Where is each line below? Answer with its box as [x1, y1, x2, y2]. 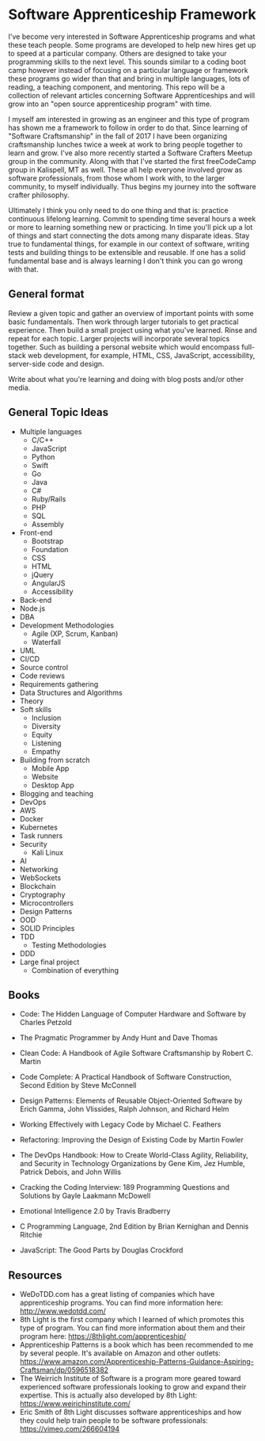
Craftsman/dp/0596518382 [19, 1365, 109, 1375]
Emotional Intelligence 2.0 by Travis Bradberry [19, 1207, 171, 1216]
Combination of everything [31, 965, 119, 975]
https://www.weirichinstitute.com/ [19, 1399, 131, 1409]
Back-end [19, 595, 52, 604]
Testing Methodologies [31, 940, 107, 950]
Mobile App [31, 763, 70, 773]
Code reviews [19, 671, 66, 680]
